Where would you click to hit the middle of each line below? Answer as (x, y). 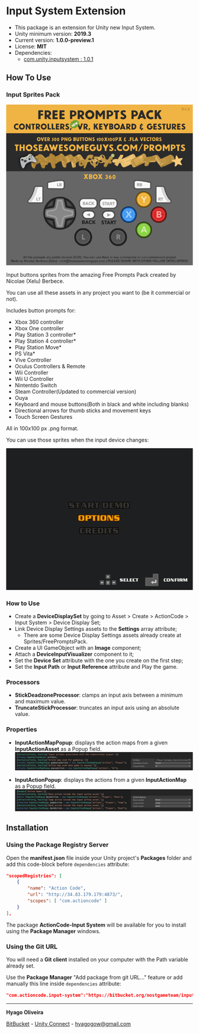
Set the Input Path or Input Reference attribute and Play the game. (96, 666)
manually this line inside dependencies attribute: (64, 984)
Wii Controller (31, 372)
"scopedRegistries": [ (34, 876)
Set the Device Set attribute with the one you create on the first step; (99, 660)
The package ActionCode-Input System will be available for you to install (96, 925)
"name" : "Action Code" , (57, 888)
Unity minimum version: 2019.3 (53, 33)
